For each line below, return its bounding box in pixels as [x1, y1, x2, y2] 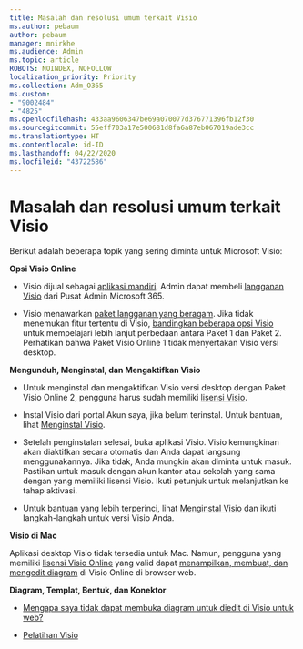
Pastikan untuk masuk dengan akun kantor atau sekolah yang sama [22, 466, 276, 477]
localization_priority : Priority [9, 73, 136, 82]
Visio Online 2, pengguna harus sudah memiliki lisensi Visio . [22, 392, 247, 403]
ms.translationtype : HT [9, 132, 100, 141]
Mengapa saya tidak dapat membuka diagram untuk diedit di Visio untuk [22, 603, 294, 614]
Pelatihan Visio [22, 630, 79, 641]
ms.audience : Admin [9, 47, 84, 56]
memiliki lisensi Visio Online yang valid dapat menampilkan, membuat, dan [9, 557, 288, 569]
